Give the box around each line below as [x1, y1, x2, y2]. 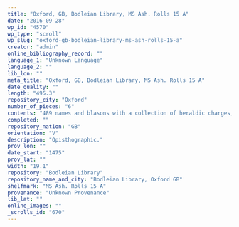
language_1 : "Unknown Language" [7, 57, 103, 64]
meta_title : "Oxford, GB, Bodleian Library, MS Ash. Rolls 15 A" [7, 76, 205, 84]
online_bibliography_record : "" [7, 51, 103, 58]
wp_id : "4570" [7, 23, 50, 31]
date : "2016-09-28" [7, 17, 65, 24]
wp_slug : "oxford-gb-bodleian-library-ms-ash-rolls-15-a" [7, 37, 183, 44]
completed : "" [7, 116, 50, 123]
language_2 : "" [7, 63, 53, 70]
